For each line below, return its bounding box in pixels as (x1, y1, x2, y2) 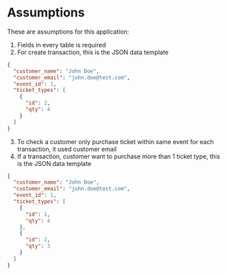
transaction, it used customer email (16, 145, 117, 153)
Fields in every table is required (16, 40, 106, 49)
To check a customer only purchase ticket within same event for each (16, 137, 214, 145)
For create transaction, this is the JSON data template (16, 48, 169, 56)
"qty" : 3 (25, 243, 51, 250)
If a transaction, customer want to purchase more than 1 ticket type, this (16, 152, 221, 160)
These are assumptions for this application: (7, 27, 130, 36)
